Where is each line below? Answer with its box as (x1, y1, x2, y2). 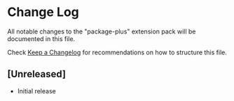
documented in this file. (7, 34, 76, 42)
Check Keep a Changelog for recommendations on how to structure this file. (7, 48, 228, 56)
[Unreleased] (7, 68, 67, 80)
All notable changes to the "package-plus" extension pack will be (7, 27, 196, 36)
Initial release (17, 86, 56, 95)
